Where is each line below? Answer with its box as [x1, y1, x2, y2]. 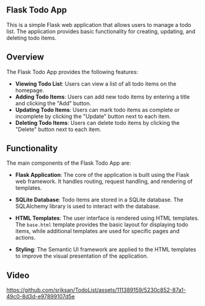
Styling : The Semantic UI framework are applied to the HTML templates [15, 246, 196, 253]
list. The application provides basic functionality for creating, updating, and [6, 28, 196, 35]
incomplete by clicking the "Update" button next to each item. [15, 113, 171, 120]
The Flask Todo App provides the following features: [6, 68, 139, 75]
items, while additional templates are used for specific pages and [15, 228, 179, 235]
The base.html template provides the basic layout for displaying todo [15, 221, 188, 228]
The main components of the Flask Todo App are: [6, 159, 132, 167]
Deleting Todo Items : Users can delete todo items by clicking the [15, 119, 180, 126]
